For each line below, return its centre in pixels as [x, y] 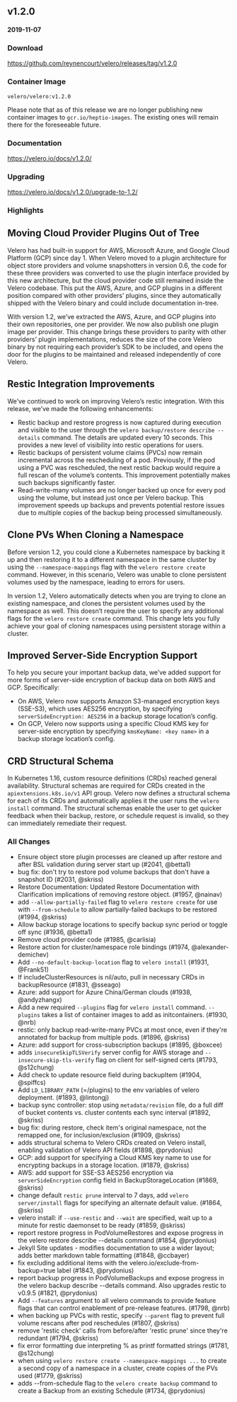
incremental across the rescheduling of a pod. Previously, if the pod [116, 460]
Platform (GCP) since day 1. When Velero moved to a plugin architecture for [117, 258]
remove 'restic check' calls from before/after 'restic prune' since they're [122, 1331]
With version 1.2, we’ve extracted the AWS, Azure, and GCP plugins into [112, 316]
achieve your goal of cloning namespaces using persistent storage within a [117, 626]
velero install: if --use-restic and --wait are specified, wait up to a [115, 1218]
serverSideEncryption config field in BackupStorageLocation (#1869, [118, 1180]
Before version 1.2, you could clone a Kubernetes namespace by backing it [116, 552]
